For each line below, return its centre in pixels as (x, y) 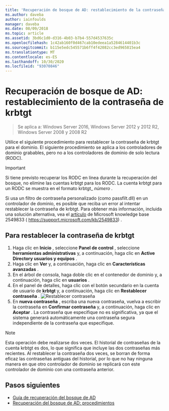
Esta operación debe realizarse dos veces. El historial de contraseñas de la (83, 342)
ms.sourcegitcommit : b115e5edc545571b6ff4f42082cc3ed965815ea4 (73, 48)
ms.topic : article (24, 33)
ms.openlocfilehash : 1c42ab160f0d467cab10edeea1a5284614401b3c (73, 43)
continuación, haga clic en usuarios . (51, 280)
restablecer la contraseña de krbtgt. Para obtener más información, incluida (83, 209)
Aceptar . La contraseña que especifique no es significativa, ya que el (85, 312)
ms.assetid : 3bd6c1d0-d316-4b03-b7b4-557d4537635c (59, 38)
